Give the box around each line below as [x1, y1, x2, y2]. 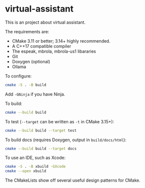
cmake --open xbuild [5, 169, 47, 174]
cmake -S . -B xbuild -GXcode [5, 164, 66, 169]
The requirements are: [5, 29, 49, 34]
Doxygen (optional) [12, 58, 51, 64]
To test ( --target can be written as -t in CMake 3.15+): [5, 118, 115, 124]
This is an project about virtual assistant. [5, 19, 86, 25]
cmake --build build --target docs [5, 146, 77, 151]
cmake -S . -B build [5, 82, 47, 87]
